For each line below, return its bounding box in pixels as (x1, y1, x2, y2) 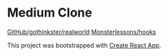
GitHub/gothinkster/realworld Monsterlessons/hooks (7, 28, 156, 36)
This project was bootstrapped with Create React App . (7, 41, 162, 49)
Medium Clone (7, 5, 93, 21)
